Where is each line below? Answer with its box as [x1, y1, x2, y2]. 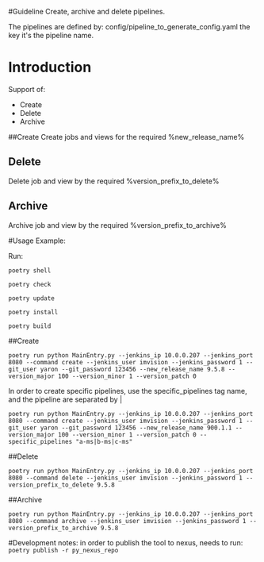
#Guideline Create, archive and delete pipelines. [8, 7, 165, 16]
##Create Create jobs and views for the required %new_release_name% [8, 132, 245, 141]
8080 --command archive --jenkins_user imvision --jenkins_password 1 [8, 517, 247, 525]
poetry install [8, 308, 59, 316]
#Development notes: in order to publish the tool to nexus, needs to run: [8, 537, 243, 547]
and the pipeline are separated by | [8, 395, 123, 404]
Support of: [8, 84, 46, 94]
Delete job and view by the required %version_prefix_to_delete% [8, 176, 220, 186]
